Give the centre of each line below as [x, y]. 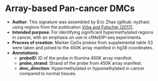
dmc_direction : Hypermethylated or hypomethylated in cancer [82, 68]
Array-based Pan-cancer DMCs [70, 8]
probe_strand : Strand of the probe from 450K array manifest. [81, 63]
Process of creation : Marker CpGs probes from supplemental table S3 [82, 42]
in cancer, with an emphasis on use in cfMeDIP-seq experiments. [77, 37]
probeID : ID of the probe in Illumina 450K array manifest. [76, 58]
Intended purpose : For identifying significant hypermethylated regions [83, 32]
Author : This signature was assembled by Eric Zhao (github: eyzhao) [81, 22]
